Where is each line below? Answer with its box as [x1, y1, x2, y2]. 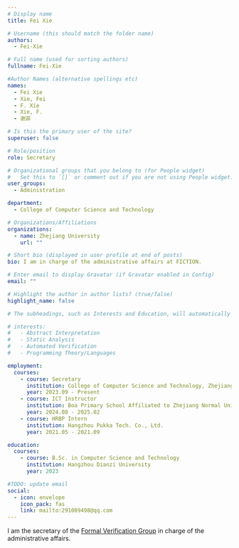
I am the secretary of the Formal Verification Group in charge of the [7, 527, 205, 535]
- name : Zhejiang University [14, 232, 100, 239]
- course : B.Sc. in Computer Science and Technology [20, 455, 180, 462]
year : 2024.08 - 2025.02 [26, 409, 100, 416]
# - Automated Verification [7, 343, 97, 350]
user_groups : [7, 180, 46, 187]
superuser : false [7, 135, 59, 142]
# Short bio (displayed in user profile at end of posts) [7, 252, 183, 259]
